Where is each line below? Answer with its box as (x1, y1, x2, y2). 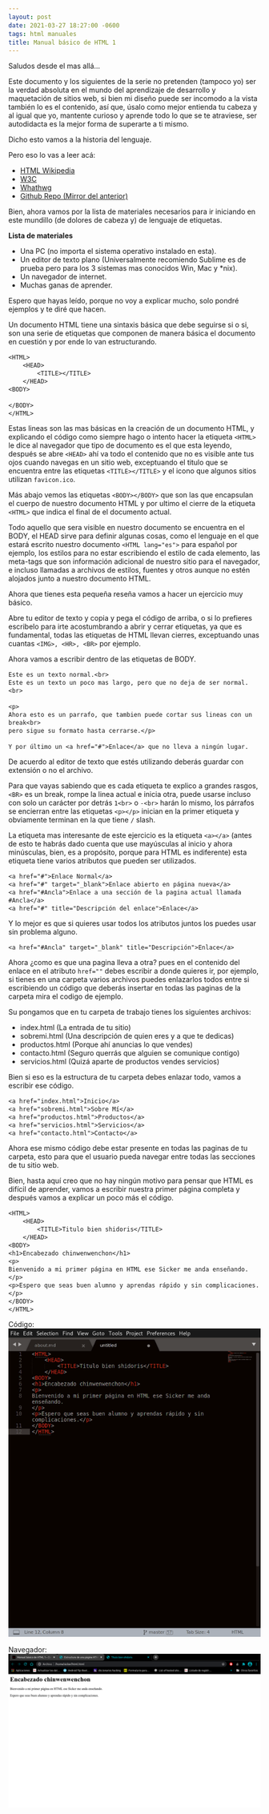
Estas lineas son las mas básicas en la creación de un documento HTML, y (8, 424, 255, 433)
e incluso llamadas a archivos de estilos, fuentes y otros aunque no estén (8, 565, 251, 575)
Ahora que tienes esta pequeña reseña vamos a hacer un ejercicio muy (8, 589, 243, 599)
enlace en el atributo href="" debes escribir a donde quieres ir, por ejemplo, (8, 966, 259, 976)
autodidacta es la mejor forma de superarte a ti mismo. (8, 119, 190, 129)
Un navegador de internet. (19, 272, 107, 282)
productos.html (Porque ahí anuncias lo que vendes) (19, 1040, 194, 1049)
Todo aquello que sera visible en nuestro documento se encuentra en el (8, 523, 246, 533)
